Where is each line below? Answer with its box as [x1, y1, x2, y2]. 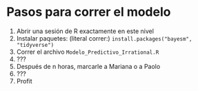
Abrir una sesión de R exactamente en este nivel [16, 27, 155, 35]
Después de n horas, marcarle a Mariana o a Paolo [16, 62, 161, 70]
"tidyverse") [16, 41, 55, 48]
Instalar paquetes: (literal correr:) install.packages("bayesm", [16, 34, 192, 42]
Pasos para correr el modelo [6, 4, 171, 20]
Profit [16, 77, 32, 85]
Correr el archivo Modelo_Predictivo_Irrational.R [16, 48, 159, 56]
